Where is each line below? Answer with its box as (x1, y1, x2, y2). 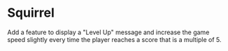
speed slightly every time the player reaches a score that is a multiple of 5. (7, 35, 222, 43)
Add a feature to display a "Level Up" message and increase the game (7, 28, 210, 36)
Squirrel (7, 5, 55, 21)
